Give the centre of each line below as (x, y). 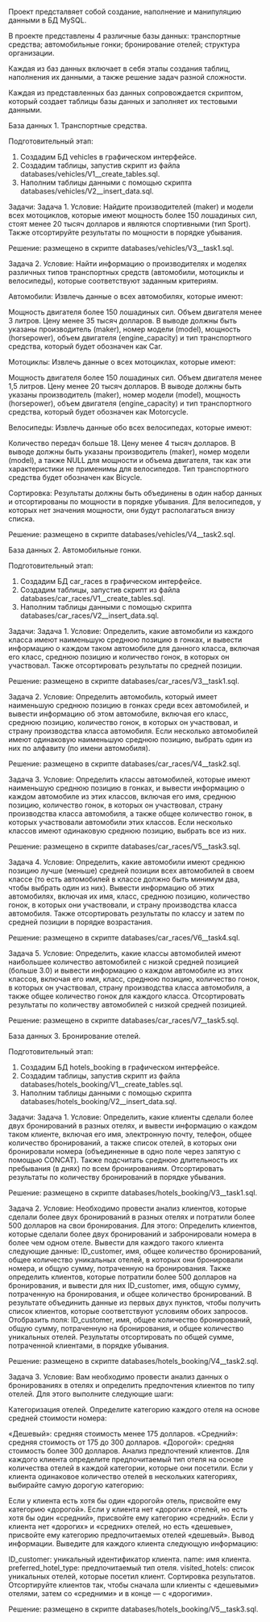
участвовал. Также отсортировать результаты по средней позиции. (125, 665)
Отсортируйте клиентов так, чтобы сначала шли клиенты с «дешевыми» (134, 1585)
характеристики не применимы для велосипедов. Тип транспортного (129, 469)
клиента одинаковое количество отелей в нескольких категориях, (123, 1476)
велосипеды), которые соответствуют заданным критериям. (114, 281)
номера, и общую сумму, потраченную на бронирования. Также (120, 1268)
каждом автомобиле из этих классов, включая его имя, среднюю (122, 796)
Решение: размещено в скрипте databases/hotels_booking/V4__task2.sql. (134, 1361)
